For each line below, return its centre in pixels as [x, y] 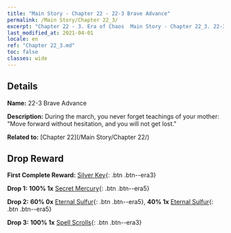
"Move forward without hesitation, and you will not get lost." [92, 123]
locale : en [23, 39]
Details [22, 87]
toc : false [23, 52]
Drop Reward [35, 158]
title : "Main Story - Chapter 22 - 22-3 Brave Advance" [89, 13]
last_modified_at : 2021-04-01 [51, 33]
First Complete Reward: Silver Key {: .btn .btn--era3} [82, 175]
